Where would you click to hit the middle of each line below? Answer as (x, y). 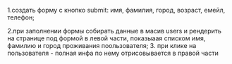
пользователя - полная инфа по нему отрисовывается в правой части (113, 53)
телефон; (21, 17)
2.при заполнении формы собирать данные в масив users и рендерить (115, 31)
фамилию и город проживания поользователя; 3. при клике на (102, 46)
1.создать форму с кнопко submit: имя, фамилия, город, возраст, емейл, (116, 10)
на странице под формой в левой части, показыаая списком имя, (106, 38)
